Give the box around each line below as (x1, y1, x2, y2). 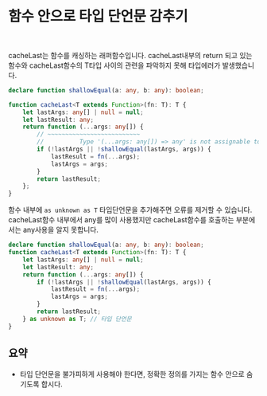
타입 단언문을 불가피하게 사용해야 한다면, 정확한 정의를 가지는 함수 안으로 (19, 369, 245, 378)
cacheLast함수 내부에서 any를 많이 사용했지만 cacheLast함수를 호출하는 (8, 215, 234, 225)
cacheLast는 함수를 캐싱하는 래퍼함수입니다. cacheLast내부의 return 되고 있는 (8, 50, 253, 60)
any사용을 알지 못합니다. (22, 225, 99, 235)
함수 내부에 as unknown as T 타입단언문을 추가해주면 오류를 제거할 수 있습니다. (8, 205, 253, 215)
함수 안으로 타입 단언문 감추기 (8, 7, 188, 25)
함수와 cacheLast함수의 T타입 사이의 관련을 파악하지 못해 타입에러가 (8, 61, 221, 70)
